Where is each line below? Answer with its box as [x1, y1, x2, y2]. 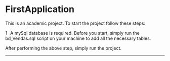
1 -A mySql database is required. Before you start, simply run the [5, 30, 140, 36]
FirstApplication [5, 4, 75, 15]
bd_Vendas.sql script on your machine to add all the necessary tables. [5, 35, 151, 41]
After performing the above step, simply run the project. [5, 45, 122, 51]
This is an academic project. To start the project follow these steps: [5, 20, 146, 26]
